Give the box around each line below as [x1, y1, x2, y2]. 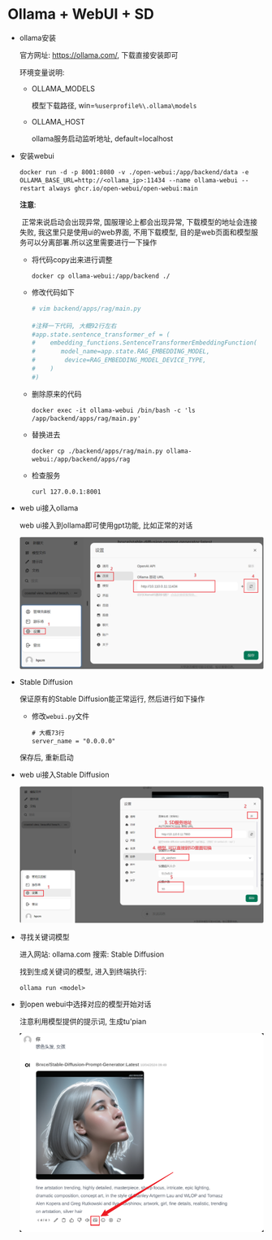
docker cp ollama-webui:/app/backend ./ [31, 272, 171, 280]
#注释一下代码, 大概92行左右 [31, 322, 117, 330]
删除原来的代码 [31, 388, 82, 399]
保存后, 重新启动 [19, 752, 74, 762]
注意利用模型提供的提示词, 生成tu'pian [19, 1017, 147, 1027]
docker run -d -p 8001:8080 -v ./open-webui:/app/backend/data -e [19, 168, 249, 176]
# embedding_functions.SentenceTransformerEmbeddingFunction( [31, 339, 257, 347]
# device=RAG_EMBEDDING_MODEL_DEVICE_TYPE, [31, 356, 207, 365]
